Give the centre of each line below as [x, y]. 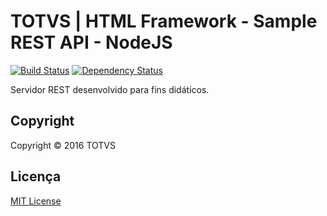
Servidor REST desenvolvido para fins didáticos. [110, 89]
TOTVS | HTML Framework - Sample [164, 21]
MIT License [36, 201]
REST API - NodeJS [91, 42]
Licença [36, 176]
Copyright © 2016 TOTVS [63, 145]
